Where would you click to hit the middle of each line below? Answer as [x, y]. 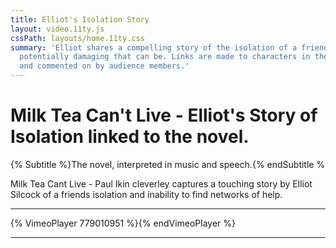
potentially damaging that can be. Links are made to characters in [165, 57]
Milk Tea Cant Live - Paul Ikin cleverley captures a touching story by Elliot [161, 183]
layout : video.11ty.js [57, 29]
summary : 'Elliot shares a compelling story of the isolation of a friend [169, 47]
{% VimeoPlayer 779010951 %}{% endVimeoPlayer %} [123, 223]
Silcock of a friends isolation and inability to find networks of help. [146, 194]
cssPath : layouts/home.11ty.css [77, 38]
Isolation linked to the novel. [130, 137]
